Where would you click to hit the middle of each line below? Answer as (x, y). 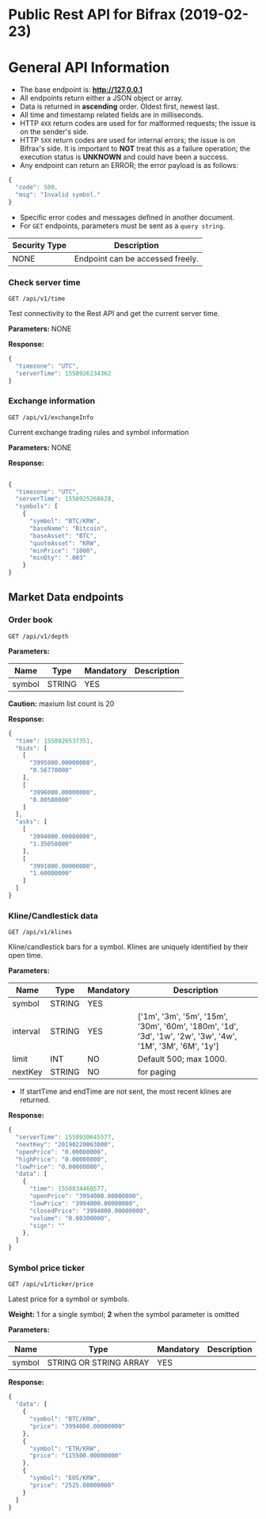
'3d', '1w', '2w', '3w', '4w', (187, 1036)
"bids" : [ (31, 748)
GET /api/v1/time (37, 299)
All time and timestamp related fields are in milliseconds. (112, 115)
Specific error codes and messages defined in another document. (127, 217)
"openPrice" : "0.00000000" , (62, 1152)
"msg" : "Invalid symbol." (58, 195)
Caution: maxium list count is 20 (61, 704)
